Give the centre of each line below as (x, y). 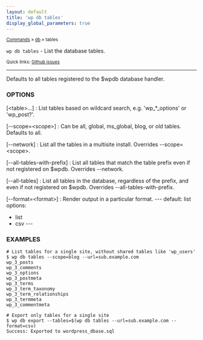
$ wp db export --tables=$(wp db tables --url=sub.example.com (88, 321)
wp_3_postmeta (24, 278)
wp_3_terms (20, 283)
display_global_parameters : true (48, 23)
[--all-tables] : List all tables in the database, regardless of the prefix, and (98, 181)
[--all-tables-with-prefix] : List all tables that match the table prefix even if (98, 162)
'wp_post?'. (21, 114)
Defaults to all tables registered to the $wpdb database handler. (85, 79)
